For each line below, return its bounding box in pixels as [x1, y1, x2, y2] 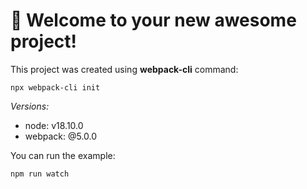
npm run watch [10, 169, 70, 179]
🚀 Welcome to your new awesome [10, 9, 297, 32]
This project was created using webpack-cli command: [10, 63, 239, 75]
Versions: [10, 100, 50, 112]
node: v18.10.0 [24, 119, 84, 131]
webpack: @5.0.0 [24, 130, 98, 142]
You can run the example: [10, 149, 116, 161]
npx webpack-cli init [10, 82, 101, 93]
